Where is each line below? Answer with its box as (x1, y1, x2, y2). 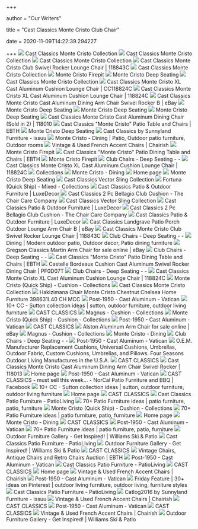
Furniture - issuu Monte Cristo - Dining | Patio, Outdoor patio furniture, (6, 135, 186, 141)
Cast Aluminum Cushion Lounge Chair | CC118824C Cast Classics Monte (6, 85, 191, 92)
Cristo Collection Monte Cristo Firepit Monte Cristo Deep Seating (6, 71, 179, 78)
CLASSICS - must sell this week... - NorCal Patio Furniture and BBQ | (6, 377, 174, 383)
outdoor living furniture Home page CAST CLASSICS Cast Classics (6, 391, 191, 397)
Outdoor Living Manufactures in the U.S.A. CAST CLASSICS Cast (6, 357, 179, 364)
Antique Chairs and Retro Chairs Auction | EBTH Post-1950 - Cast (6, 454, 173, 461)
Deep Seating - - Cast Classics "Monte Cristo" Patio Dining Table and (6, 253, 183, 260)
